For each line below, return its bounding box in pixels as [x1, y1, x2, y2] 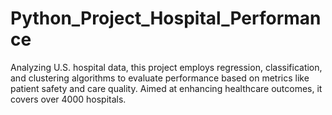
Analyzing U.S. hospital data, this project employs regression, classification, [10, 61, 323, 73]
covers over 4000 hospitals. [10, 93, 127, 105]
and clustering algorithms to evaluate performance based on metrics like [10, 72, 310, 84]
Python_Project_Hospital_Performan [10, 7, 322, 30]
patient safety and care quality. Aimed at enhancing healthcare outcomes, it [10, 82, 323, 94]
